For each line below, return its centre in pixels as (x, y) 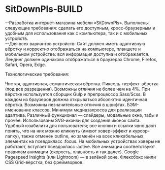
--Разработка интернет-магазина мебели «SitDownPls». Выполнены (77, 23)
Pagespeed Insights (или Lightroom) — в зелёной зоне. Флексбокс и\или (81, 157)
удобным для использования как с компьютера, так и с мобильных (76, 33)
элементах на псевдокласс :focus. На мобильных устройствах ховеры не (83, 141)
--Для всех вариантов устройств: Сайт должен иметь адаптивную (75, 43)
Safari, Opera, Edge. (26, 65)
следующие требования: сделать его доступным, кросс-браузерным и (80, 28)
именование (18, 110)
